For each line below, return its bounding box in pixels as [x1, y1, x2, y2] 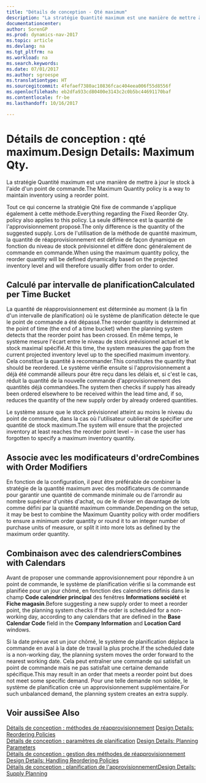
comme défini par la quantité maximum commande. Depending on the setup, [6, 504, 199, 512]
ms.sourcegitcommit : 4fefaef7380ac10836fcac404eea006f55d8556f [6, 83, 172, 90]
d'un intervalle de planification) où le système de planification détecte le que [6, 312, 200, 319]
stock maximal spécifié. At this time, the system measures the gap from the [6, 345, 195, 352]
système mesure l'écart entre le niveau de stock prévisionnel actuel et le [6, 338, 189, 345]
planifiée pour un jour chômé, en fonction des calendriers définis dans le [6, 587, 190, 594]
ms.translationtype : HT [6, 77, 67, 83]
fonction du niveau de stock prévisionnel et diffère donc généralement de [6, 242, 192, 250]
